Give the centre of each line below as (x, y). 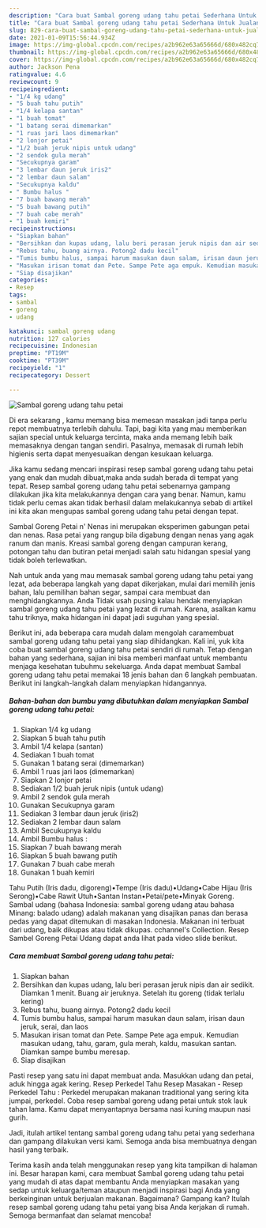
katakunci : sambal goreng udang (62, 331)
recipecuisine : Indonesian (53, 346)
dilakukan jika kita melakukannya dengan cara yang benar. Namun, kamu (127, 494)
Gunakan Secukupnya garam (67, 805)
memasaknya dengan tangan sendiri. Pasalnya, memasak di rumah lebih (126, 445)
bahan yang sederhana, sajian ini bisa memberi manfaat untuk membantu (128, 658)
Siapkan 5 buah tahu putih (63, 738)
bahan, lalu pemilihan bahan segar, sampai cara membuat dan (110, 592)
